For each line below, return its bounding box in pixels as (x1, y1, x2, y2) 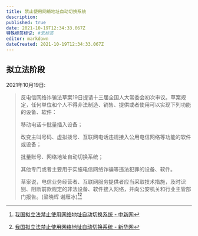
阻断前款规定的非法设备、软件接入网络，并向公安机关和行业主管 (31, 186, 186, 193)
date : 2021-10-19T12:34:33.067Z (6, 25, 85, 31)
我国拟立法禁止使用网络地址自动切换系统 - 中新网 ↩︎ (14, 211, 140, 218)
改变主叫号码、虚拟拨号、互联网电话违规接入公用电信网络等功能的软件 (20, 133, 192, 140)
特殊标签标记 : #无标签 (6, 31, 54, 36)
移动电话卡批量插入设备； (20, 121, 83, 128)
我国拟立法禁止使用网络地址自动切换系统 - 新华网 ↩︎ (14, 224, 140, 231)
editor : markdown (6, 36, 49, 42)
